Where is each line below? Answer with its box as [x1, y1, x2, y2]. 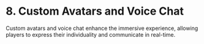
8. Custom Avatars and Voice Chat [6, 4, 184, 18]
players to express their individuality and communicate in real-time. [6, 31, 176, 38]
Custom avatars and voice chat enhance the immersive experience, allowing [6, 24, 198, 32]
